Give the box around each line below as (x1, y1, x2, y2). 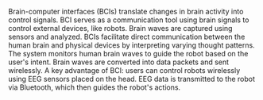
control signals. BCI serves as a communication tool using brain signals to (8, 15, 249, 25)
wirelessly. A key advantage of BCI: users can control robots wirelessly (8, 66, 241, 75)
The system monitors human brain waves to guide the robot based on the (8, 49, 249, 58)
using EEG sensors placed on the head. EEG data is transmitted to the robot (8, 75, 256, 83)
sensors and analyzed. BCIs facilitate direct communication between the (8, 32, 246, 41)
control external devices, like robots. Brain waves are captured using (8, 24, 233, 33)
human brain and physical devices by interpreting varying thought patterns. (8, 40, 256, 50)
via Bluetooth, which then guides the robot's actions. (8, 83, 181, 92)
